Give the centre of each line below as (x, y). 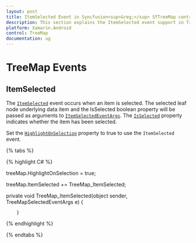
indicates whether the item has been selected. (62, 121)
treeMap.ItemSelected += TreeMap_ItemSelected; (66, 184)
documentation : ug (28, 39)
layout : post (22, 11)
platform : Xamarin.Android (39, 28)
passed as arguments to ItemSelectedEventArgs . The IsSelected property (94, 115)
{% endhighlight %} (30, 223)
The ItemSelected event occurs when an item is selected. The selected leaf (96, 103)
